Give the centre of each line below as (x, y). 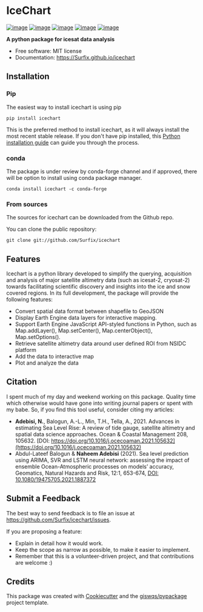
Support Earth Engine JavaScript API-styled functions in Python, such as (106, 324)
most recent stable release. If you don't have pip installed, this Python (93, 136)
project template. (28, 603)
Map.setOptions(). (38, 337)
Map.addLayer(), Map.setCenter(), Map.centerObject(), (84, 331)
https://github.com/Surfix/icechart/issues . (58, 520)
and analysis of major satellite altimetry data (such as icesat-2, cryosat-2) (98, 280)
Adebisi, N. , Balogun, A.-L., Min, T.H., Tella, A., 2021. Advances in (97, 421)
